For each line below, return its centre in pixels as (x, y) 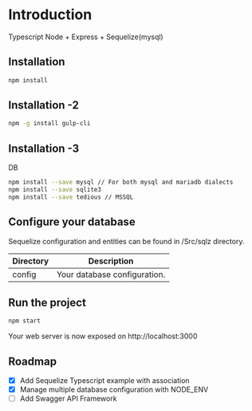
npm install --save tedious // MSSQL (71, 197)
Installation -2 (44, 105)
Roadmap (33, 361)
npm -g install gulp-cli (49, 124)
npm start (25, 321)
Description (111, 261)
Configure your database (72, 222)
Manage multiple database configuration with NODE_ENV (114, 389)
